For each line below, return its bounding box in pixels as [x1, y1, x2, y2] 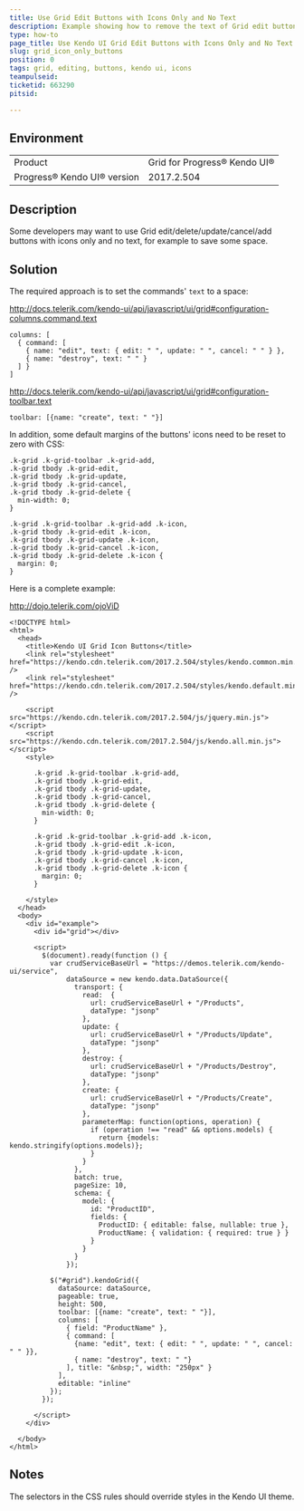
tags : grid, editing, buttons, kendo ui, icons [9, 64, 193, 73]
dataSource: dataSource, [57, 1284, 152, 1293]
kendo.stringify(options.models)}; [9, 1140, 144, 1150]
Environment [9, 130, 84, 146]
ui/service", [9, 967, 59, 976]
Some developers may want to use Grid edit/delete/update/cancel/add [9, 226, 272, 236]
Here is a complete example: [9, 582, 116, 593]
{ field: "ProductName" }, [66, 1323, 168, 1333]
